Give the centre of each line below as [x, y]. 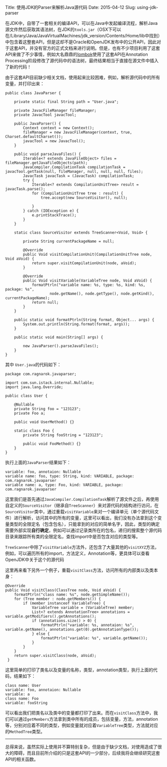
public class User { [27, 396]
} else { [41, 634]
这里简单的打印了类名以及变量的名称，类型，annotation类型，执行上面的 [79, 670]
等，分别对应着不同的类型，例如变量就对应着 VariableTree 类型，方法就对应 [82, 725]
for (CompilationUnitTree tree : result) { [77, 193]
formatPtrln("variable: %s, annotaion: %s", [87, 625]
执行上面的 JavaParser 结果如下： [38, 462]
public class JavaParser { [33, 93]
